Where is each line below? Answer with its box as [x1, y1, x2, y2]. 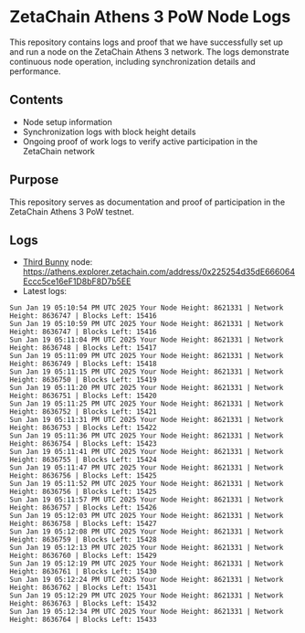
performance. [9, 66, 61, 77]
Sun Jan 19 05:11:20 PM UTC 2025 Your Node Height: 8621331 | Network [9, 384, 284, 393]
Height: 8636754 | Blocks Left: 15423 [9, 439, 157, 448]
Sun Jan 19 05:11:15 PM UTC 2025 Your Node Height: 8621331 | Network [9, 367, 284, 376]
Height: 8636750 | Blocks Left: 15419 [9, 375, 157, 385]
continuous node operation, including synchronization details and [9, 56, 256, 67]
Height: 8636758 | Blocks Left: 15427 [9, 519, 157, 529]
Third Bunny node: [22, 257, 93, 268]
